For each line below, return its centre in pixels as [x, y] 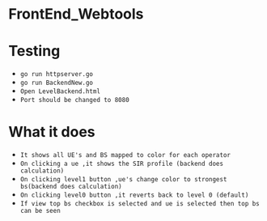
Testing [34, 51]
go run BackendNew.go [56, 83]
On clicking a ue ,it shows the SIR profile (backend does [122, 164]
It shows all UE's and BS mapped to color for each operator [125, 155]
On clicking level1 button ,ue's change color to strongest [123, 180]
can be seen [40, 211]
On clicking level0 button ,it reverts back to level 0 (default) [134, 195]
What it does [52, 132]
